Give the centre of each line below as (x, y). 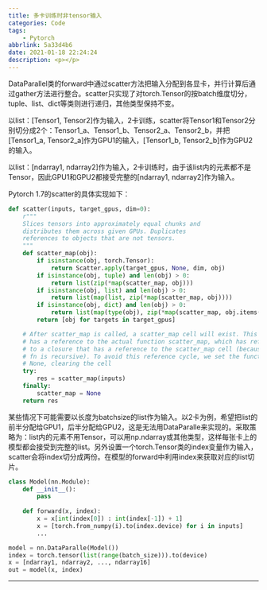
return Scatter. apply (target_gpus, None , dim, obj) (138, 268)
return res (41, 401)
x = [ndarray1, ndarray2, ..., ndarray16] (79, 563)
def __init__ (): (50, 489)
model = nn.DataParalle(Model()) (64, 548)
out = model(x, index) (46, 570)
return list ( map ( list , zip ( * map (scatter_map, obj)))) (141, 298)
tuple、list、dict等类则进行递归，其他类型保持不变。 (93, 103)
